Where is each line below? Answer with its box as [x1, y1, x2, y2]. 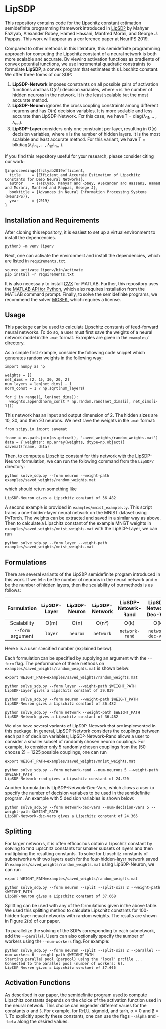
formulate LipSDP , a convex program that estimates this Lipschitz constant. [5, 66, 159, 72]
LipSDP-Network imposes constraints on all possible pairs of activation [12, 81, 158, 87]
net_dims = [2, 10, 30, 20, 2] [5, 377, 70, 382]
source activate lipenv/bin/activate [5, 268, 83, 273]
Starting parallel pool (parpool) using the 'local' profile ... [5, 956, 142, 962]
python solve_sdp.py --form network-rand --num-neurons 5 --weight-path [5, 768, 158, 773]
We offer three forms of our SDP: [5, 71, 73, 77]
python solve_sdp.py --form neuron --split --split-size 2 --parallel [5, 948, 154, 953]
